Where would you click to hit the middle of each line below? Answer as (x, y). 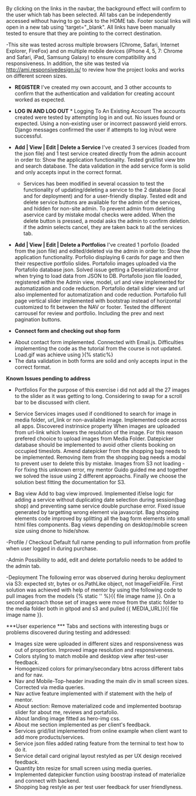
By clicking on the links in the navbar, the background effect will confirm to (96, 8)
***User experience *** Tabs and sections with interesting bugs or (87, 626)
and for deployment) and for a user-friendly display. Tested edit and (105, 196)
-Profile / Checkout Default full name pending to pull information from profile (98, 542)
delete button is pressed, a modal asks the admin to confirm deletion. (107, 221)
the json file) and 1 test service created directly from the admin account (101, 154)
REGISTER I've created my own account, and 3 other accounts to (93, 87)
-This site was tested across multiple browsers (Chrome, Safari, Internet (93, 45)
